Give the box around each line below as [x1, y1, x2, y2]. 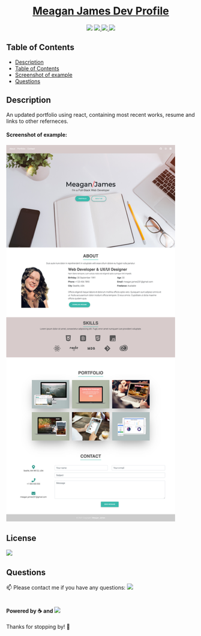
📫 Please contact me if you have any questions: [6, 584, 126, 591]
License [6, 533, 37, 543]
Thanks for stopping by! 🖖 [6, 623, 70, 630]
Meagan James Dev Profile [32, 4, 169, 18]
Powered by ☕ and [6, 607, 53, 614]
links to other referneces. [6, 117, 69, 125]
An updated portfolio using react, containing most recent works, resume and [6, 111, 195, 118]
